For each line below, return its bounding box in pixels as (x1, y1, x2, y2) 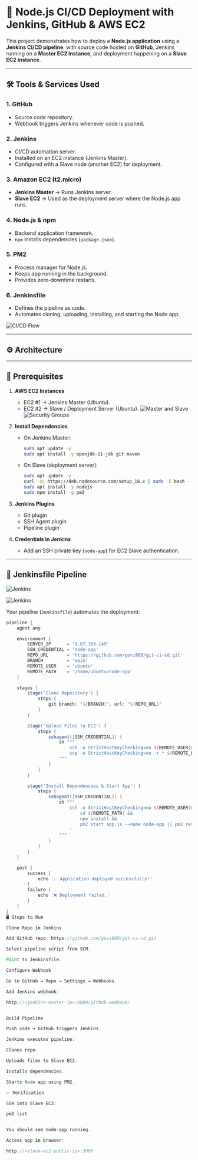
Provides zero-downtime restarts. (14, 276, 97, 283)
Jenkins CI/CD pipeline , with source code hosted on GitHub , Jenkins (6, 44, 175, 51)
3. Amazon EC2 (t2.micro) (6, 175, 82, 183)
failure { (27, 887, 51, 893)
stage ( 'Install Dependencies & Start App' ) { (27, 783, 141, 789)
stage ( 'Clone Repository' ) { (27, 690, 99, 696)
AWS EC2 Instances (14, 387, 65, 394)
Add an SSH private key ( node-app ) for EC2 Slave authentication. (23, 547, 180, 554)
